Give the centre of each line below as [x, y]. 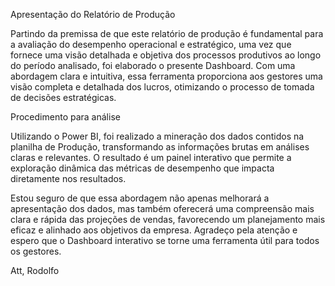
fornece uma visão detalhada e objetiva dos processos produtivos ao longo [166, 55]
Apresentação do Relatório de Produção [93, 14]
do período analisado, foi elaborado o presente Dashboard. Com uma [153, 65]
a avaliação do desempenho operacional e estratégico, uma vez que [151, 44]
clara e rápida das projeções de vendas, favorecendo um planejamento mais [168, 219]
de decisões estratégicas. [63, 97]
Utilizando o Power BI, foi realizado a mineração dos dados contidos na [157, 136]
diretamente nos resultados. [68, 178]
